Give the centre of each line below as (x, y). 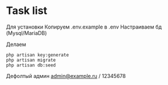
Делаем (16, 44)
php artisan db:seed (31, 65)
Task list (27, 11)
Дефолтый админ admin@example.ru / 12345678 (66, 76)
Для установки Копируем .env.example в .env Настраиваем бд (84, 27)
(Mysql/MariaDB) (27, 33)
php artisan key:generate (37, 55)
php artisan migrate (31, 60)
